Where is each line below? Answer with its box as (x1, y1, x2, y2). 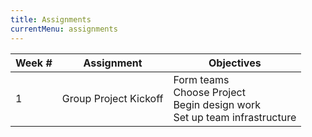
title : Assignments (10, 14, 92, 25)
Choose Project (173, 85, 246, 99)
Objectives (208, 56, 262, 70)
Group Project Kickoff (61, 91, 164, 105)
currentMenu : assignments (10, 24, 118, 34)
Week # (15, 56, 53, 70)
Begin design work (173, 97, 262, 111)
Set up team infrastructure (173, 110, 297, 124)
